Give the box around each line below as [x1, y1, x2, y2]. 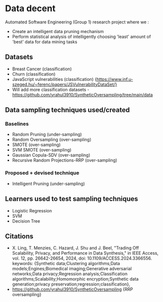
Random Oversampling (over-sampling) [12, 137, 92, 143]
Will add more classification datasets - [12, 86, 89, 93]
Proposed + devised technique [5, 170, 80, 176]
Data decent [5, 3, 56, 14]
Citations [5, 232, 34, 240]
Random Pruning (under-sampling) [12, 132, 82, 137]
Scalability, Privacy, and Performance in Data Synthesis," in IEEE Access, [12, 250, 159, 256]
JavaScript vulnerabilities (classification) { [12, 76, 97, 82]
